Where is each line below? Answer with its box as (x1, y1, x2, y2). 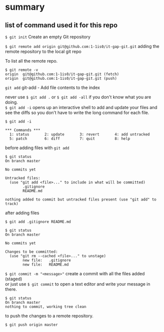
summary (5, 1, 45, 13)
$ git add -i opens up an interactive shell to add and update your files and (5, 105, 158, 110)
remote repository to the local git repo (5, 48, 82, 54)
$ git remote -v (5, 67, 38, 72)
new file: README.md (23, 262, 69, 267)
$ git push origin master (5, 322, 58, 327)
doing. (5, 99, 18, 105)
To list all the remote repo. (5, 58, 58, 64)
